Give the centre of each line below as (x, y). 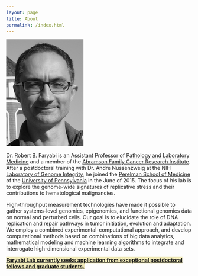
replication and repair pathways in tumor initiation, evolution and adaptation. (99, 224)
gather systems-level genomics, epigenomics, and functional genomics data (99, 211)
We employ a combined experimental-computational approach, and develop (99, 230)
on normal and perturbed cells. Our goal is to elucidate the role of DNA (92, 217)
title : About (22, 19)
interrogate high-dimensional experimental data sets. (71, 249)
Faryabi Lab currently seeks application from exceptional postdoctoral (95, 260)
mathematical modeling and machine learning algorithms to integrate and (95, 242)
